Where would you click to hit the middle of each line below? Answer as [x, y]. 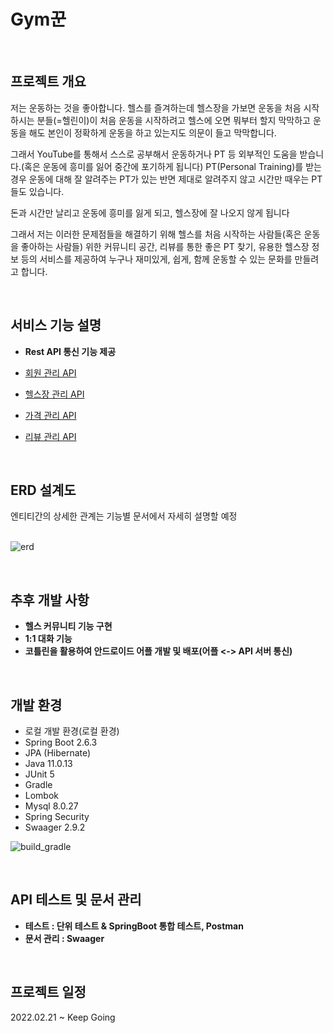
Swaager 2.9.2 [55, 827]
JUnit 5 [39, 774]
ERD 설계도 [43, 490]
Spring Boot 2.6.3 [61, 742]
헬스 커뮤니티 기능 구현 [68, 626]
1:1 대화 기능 [48, 639]
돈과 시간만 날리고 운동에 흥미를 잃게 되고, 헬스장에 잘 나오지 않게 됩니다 [150, 212]
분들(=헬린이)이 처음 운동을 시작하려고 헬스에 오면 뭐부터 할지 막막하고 [173, 120]
